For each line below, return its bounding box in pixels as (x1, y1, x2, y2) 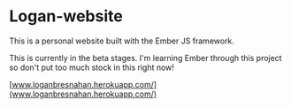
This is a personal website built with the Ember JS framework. (9, 35, 234, 46)
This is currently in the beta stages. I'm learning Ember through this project (9, 52, 282, 63)
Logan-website (9, 6, 124, 27)
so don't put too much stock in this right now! (9, 62, 175, 73)
